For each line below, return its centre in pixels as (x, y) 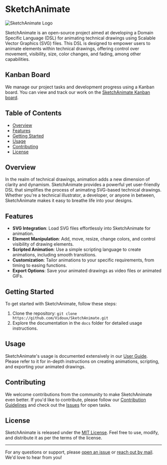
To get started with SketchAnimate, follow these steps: (61, 304)
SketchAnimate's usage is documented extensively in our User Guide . (77, 356)
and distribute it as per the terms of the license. (54, 438)
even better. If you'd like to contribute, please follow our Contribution (76, 400)
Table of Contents (34, 113)
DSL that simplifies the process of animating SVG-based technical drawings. (83, 190)
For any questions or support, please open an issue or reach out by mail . (80, 452)
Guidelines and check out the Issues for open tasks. (58, 405)
